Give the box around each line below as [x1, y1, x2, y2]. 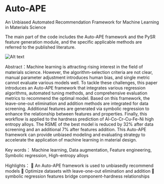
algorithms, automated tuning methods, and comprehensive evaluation [5, 90, 148, 96]
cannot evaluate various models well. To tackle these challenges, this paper [5, 79, 158, 86]
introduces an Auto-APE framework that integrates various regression [5, 85, 146, 91]
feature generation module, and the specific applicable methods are [5, 39, 142, 45]
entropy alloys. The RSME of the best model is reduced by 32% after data [5, 121, 154, 127]
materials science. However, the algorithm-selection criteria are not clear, [5, 69, 153, 75]
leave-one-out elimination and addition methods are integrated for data [5, 100, 148, 106]
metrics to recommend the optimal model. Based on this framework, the [5, 95, 150, 101]
